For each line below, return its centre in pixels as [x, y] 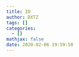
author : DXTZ [22, 17]
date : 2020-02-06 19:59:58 [40, 45]
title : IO [19, 12]
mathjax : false [25, 39]
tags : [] [17, 23]
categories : [21, 28]
